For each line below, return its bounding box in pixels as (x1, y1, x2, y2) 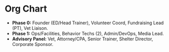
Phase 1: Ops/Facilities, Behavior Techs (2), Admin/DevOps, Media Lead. (12, 30, 164, 36)
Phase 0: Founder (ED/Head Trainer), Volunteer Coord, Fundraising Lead (12, 20, 164, 26)
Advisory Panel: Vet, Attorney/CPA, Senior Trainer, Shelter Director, (12, 36, 153, 42)
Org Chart (5, 3, 48, 15)
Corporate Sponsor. (12, 41, 54, 47)
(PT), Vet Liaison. (12, 25, 49, 31)
